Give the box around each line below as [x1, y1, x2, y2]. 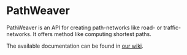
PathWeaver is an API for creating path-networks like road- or [6, 24, 162, 31]
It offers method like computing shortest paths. [32, 30, 152, 37]
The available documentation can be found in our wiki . [6, 42, 144, 50]
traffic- [163, 24, 181, 31]
